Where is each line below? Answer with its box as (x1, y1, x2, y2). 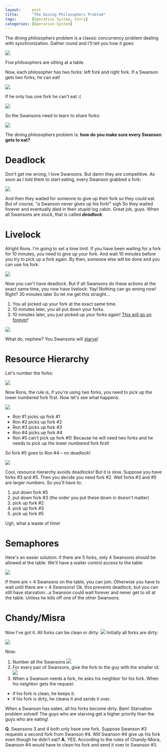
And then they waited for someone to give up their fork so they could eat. (5, 196, 156, 202)
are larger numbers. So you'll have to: (5, 480, 82, 486)
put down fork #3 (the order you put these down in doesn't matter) (12, 495, 150, 501)
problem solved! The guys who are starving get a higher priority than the (5, 710, 155, 716)
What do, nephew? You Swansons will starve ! (5, 336, 99, 342)
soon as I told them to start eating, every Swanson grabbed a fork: (5, 176, 142, 183)
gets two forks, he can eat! (5, 75, 60, 81)
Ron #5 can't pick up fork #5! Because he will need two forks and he (12, 435, 154, 441)
